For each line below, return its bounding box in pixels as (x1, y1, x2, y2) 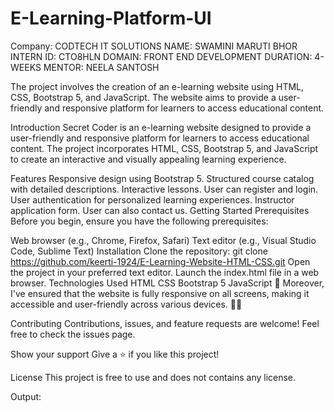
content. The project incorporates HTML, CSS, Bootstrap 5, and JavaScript (10, 142, 319, 154)
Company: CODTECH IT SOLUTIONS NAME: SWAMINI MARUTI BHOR (10, 40, 298, 52)
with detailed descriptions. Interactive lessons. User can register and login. (10, 183, 319, 195)
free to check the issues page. (10, 328, 136, 340)
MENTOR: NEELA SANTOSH (43, 61, 160, 73)
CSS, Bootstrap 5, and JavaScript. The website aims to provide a (10, 91, 277, 103)
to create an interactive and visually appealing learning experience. (10, 153, 287, 165)
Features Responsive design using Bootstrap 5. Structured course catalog (10, 172, 315, 184)
